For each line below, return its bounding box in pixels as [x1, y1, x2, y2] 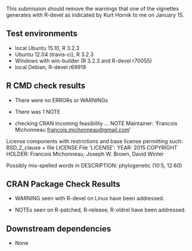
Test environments [6, 29, 78, 39]
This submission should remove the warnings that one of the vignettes [6, 5, 179, 12]
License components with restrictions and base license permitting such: [6, 137, 183, 145]
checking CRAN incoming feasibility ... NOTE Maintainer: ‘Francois [14, 119, 178, 127]
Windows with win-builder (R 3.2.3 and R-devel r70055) [14, 57, 152, 64]
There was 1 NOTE [14, 108, 61, 115]
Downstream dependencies [6, 224, 112, 234]
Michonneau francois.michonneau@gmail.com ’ [14, 126, 131, 133]
